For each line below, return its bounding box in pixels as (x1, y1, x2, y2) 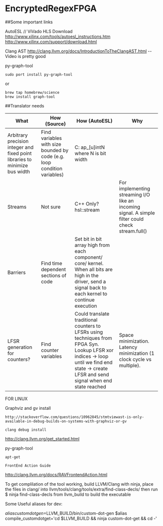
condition (41, 165, 63, 172)
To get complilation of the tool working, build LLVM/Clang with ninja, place (5, 481, 154, 487)
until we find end (74, 359, 113, 366)
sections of (41, 272, 66, 279)
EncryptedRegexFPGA (5, 3, 97, 14)
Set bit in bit (74, 235, 102, 242)
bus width (7, 168, 30, 175)
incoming (119, 203, 141, 210)
